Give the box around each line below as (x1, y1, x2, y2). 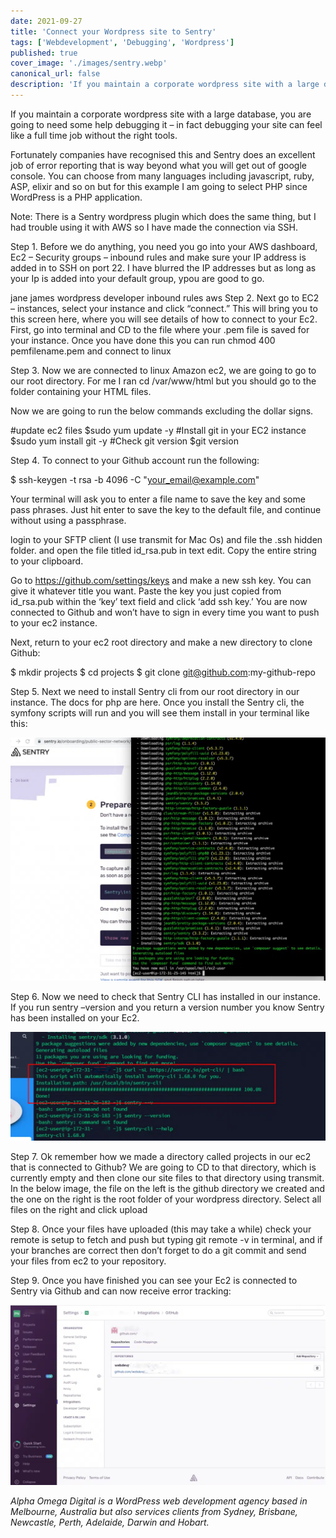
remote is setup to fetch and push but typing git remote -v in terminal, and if (10, 1234, 323, 1246)
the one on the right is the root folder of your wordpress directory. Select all (10, 1193, 322, 1205)
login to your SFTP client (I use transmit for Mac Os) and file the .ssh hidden (10, 533, 323, 545)
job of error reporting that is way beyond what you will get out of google (10, 159, 307, 171)
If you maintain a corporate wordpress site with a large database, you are (10, 108, 312, 120)
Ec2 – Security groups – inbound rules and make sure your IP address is (10, 251, 307, 263)
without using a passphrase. (10, 514, 127, 526)
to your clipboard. (10, 555, 84, 567)
